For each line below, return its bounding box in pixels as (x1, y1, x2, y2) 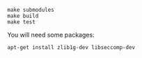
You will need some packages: (7, 31, 95, 39)
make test (7, 19, 36, 26)
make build (7, 12, 39, 19)
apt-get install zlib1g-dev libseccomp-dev (7, 44, 136, 51)
